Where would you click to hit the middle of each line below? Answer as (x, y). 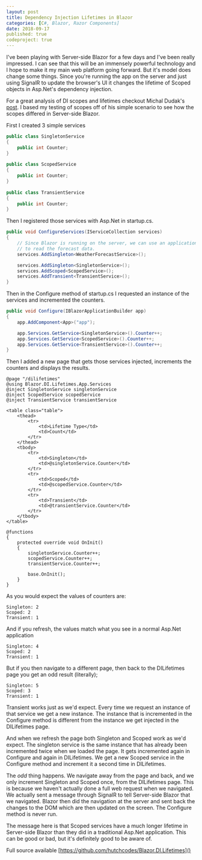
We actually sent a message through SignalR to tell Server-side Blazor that (98, 795)
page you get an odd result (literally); (52, 675)
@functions (20, 532)
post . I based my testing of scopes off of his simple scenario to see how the (100, 107)
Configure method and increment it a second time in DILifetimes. (86, 764)
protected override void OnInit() (60, 543)
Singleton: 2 (23, 607)
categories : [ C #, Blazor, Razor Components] (63, 23)
